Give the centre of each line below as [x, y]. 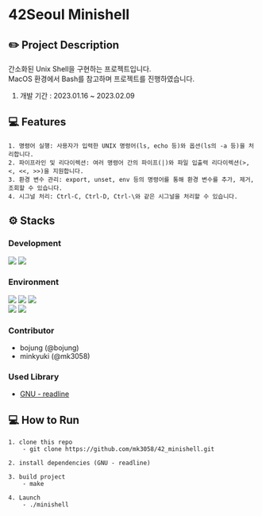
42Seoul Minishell [69, 15]
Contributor [31, 330]
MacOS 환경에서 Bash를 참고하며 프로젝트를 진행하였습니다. [102, 79]
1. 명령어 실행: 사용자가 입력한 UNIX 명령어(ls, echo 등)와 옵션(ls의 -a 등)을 [127, 146]
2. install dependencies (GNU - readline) [79, 463]
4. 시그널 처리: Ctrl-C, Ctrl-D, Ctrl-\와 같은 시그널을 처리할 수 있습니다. [123, 196]
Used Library [34, 377]
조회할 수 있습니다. [35, 188]
